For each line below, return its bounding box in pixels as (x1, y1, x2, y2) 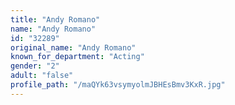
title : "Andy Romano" (10, 14, 101, 25)
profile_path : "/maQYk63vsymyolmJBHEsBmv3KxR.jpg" (10, 80, 226, 90)
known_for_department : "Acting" (10, 52, 145, 62)
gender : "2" (10, 61, 60, 71)
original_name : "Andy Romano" (10, 42, 137, 53)
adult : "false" (10, 71, 74, 81)
